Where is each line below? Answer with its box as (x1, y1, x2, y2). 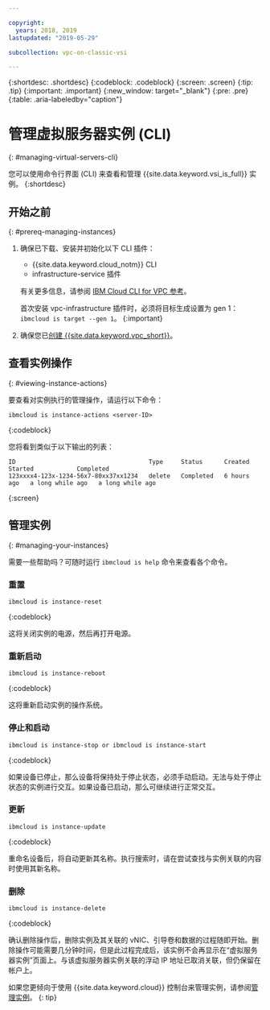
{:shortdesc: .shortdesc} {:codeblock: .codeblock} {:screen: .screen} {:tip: (8, 77, 253, 87)
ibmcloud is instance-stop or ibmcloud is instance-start (8, 741, 207, 749)
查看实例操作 (8, 356, 72, 370)
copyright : (8, 19, 45, 27)
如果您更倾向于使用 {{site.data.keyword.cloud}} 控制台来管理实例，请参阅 (8, 983, 252, 992)
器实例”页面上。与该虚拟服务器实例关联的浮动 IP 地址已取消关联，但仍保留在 (8, 955, 261, 965)
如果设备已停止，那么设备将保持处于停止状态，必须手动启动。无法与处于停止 (8, 772, 262, 781)
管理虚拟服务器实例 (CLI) (8, 126, 172, 143)
